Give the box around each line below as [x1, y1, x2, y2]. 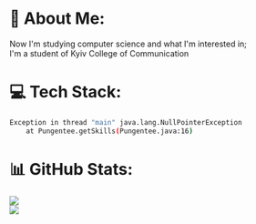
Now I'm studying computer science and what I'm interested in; [9, 38, 248, 49]
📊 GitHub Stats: [9, 158, 134, 179]
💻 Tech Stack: [9, 82, 122, 103]
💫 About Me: [9, 8, 106, 29]
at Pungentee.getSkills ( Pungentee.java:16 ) [26, 127, 194, 136]
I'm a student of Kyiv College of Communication [9, 47, 189, 58]
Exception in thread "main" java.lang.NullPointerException [9, 117, 243, 127]
